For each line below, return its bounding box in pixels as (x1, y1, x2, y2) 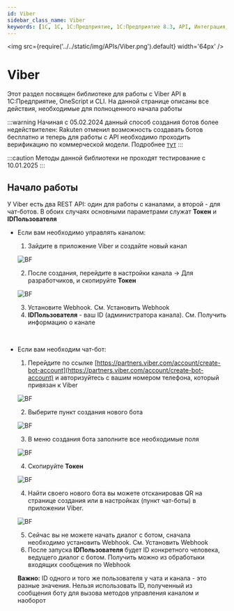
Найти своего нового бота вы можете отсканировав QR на (27, 489, 203, 497)
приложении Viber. (27, 504, 84, 513)
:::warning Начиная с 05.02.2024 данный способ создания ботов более (7, 118, 219, 126)
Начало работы (7, 181, 79, 193)
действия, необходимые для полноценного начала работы (7, 105, 182, 113)
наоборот (17, 596, 47, 605)
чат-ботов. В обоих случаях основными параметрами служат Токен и (7, 207, 217, 216)
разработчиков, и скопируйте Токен (27, 276, 136, 285)
